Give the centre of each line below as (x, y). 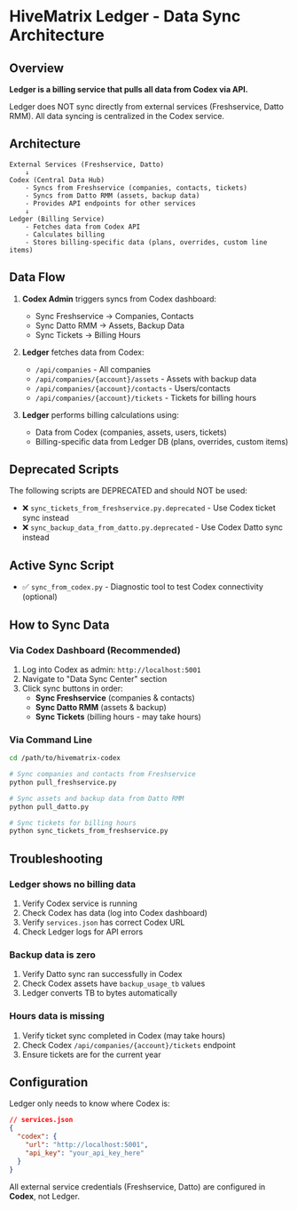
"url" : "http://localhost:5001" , (87, 1145)
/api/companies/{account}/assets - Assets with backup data (146, 379)
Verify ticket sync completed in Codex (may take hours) (124, 1035)
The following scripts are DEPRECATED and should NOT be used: (129, 491)
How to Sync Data (59, 625)
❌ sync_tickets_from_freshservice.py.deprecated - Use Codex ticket (149, 508)
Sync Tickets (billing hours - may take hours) (118, 717)
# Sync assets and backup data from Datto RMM (97, 798)
